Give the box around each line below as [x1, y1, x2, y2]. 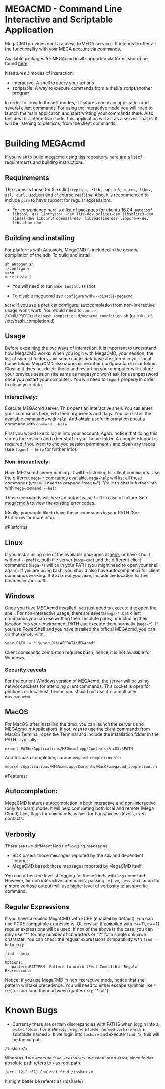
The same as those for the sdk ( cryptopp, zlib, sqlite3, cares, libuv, [5, 186, 153, 192]
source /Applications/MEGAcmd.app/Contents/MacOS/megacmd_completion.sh [5, 764, 157, 769]
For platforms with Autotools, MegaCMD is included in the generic [5, 247, 139, 253]
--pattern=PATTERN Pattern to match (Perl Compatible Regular [7, 964, 139, 969]
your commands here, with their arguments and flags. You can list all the [5, 410, 152, 416]
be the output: [12, 1037, 41, 1043]
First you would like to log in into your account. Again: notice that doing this [5, 430, 158, 436]
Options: [5, 960, 23, 965]
